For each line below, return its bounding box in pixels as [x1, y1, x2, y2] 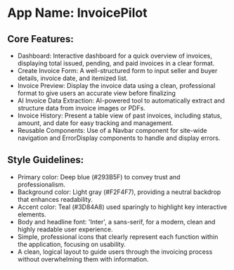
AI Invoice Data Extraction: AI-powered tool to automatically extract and [17, 96, 225, 105]
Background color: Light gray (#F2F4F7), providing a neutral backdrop [17, 188, 221, 196]
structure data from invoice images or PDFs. [17, 104, 145, 112]
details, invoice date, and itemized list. [17, 74, 129, 82]
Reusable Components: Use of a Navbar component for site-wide [17, 127, 207, 134]
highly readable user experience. [17, 225, 113, 233]
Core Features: [7, 33, 74, 45]
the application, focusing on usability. [17, 240, 126, 248]
